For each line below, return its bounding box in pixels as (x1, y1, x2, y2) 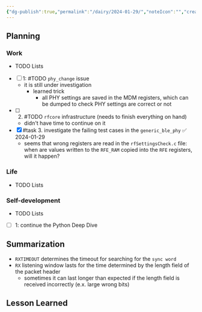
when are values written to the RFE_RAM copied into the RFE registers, (23, 146, 192, 154)
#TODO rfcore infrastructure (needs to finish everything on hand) (23, 113, 188, 121)
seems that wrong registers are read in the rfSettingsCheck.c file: (23, 140, 188, 147)
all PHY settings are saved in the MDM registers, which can (41, 94, 189, 101)
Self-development (6, 196, 61, 205)
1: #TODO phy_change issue (22, 75, 90, 82)
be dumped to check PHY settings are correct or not (41, 100, 172, 108)
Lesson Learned (6, 298, 68, 308)
